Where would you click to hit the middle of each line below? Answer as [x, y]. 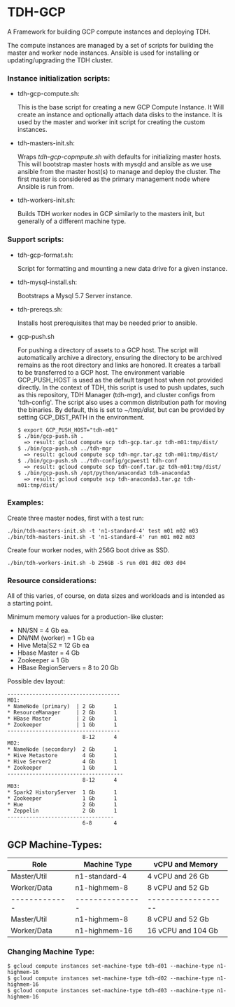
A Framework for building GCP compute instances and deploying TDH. [109, 32]
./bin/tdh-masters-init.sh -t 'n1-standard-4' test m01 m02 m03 [103, 531]
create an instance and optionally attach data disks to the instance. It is [120, 115]
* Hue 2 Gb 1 [62, 805]
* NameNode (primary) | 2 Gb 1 [62, 707]
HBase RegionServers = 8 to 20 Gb [68, 668]
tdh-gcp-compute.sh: [48, 94]
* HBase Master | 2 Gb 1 [62, 719]
